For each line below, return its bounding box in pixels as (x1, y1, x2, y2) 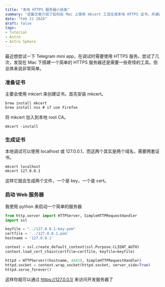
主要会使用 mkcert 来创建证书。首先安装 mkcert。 (5, 91, 106, 97)
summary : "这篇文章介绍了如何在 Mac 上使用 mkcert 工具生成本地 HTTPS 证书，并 (5, 12, 156, 17)
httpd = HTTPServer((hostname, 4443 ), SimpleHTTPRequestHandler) (5, 258, 141, 263)
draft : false (5, 21, 32, 26)
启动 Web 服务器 (5, 191, 44, 198)
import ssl (5, 218, 27, 223)
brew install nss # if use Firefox (5, 105, 78, 110)
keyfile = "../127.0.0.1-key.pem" (5, 227, 76, 232)
